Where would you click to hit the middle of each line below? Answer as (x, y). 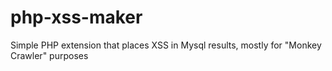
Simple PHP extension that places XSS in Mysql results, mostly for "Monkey (166, 45)
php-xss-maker (76, 17)
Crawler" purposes (49, 55)
